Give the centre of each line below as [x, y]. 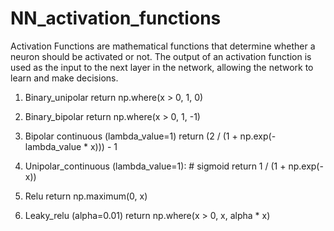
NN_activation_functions [116, 18]
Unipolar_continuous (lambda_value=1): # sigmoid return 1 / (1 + [155, 166]
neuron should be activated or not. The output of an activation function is [161, 56]
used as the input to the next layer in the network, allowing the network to [162, 67]
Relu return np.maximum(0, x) [86, 196]
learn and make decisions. [64, 78]
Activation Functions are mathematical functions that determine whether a [163, 46]
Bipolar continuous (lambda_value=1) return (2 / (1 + [131, 136]
